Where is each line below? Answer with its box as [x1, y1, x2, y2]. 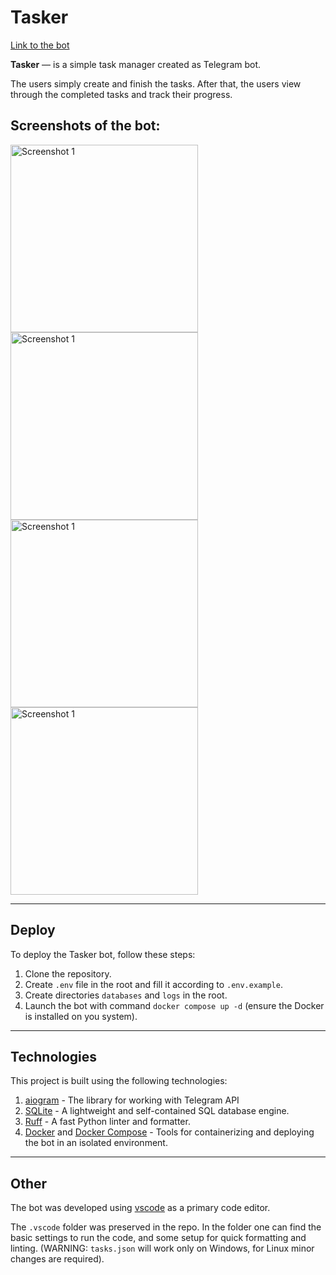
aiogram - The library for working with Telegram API [24, 1094, 240, 1106]
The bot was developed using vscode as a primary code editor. [10, 1202, 271, 1214]
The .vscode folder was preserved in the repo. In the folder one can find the [10, 1221, 322, 1233]
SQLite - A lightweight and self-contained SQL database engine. [24, 1105, 290, 1117]
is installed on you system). [24, 1010, 138, 1022]
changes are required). [10, 1253, 105, 1265]
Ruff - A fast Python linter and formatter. [24, 1116, 191, 1128]
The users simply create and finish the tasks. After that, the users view [10, 77, 302, 90]
